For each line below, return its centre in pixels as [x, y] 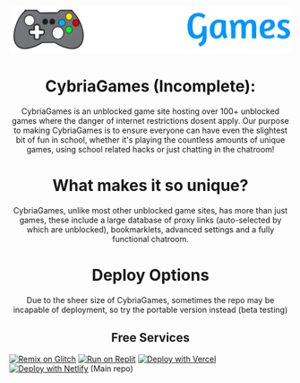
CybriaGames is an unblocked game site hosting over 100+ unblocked [150, 111]
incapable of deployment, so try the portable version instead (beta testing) [150, 309]
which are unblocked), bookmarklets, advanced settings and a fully [150, 229]
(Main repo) [112, 369]
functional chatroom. [150, 239]
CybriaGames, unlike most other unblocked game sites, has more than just [150, 210]
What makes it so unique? [150, 185]
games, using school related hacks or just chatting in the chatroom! [150, 149]
